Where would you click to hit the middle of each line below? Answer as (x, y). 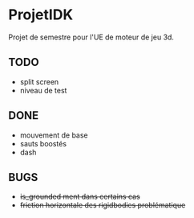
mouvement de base (54, 135)
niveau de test (43, 90)
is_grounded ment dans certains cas (80, 197)
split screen (39, 81)
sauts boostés (43, 143)
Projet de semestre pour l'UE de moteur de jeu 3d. (91, 37)
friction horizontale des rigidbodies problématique (103, 205)
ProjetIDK (41, 15)
